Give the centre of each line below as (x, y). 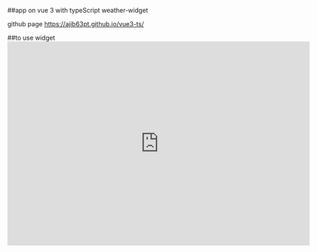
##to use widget (31, 38)
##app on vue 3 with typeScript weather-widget (78, 10)
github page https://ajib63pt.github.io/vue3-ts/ (76, 24)
